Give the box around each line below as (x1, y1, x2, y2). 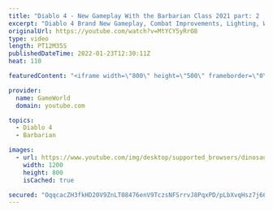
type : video (8, 34, 49, 43)
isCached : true (23, 176, 75, 184)
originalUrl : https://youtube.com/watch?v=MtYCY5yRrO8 (8, 27, 198, 35)
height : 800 (23, 168, 63, 177)
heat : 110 (8, 58, 42, 66)
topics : (8, 116, 35, 124)
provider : (8, 86, 42, 94)
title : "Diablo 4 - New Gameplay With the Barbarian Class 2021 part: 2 (8, 11, 260, 20)
